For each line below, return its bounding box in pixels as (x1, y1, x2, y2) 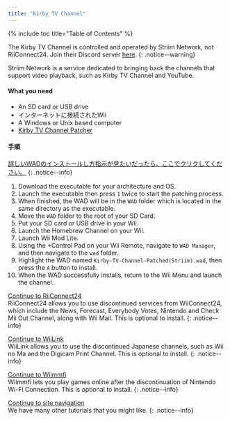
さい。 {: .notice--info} (8, 168, 73, 177)
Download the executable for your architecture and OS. (17, 182, 176, 191)
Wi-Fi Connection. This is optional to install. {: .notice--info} (8, 386, 179, 394)
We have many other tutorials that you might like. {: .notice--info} (8, 406, 194, 415)
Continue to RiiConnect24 (8, 292, 82, 300)
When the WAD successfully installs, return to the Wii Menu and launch (17, 271, 222, 279)
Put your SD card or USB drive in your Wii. (17, 219, 139, 228)
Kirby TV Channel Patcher (17, 126, 93, 134)
